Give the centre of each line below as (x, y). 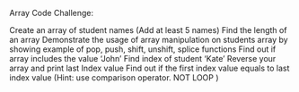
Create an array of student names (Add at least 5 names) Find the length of (148, 30)
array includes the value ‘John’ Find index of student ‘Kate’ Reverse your (143, 59)
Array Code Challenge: (52, 13)
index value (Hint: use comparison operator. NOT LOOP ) (114, 78)
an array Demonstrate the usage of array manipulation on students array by (149, 40)
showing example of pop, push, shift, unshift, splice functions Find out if (143, 49)
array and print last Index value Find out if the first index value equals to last (149, 68)
